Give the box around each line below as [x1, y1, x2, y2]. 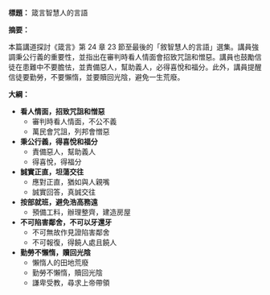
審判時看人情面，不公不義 [31, 117, 117, 126]
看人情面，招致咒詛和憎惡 [19, 106, 105, 116]
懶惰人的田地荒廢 [31, 258, 89, 267]
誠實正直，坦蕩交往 [19, 167, 84, 177]
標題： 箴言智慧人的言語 [8, 8, 88, 17]
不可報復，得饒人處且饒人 [31, 238, 117, 247]
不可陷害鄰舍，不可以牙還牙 [19, 218, 112, 226]
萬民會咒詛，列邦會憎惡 [31, 127, 110, 136]
